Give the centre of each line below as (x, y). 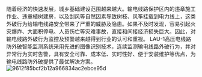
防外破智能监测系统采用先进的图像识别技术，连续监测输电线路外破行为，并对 (101, 46)
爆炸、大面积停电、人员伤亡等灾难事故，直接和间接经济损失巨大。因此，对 (103, 31)
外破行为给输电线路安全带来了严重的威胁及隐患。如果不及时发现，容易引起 (98, 24)
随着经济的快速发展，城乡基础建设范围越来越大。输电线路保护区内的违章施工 (101, 9)
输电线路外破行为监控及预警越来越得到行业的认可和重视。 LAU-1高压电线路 (99, 39)
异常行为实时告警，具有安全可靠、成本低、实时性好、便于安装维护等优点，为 (101, 54)
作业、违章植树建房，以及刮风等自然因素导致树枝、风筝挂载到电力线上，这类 (101, 16)
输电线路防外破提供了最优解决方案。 (51, 61)
